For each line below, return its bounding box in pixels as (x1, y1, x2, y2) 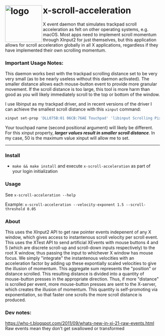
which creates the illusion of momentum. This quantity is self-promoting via (5, 286, 158, 292)
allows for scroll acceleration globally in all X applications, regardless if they (5, 42, 159, 48)
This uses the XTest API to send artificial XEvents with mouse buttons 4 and (5, 240, 159, 245)
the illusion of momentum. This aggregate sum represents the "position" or (5, 266, 157, 271)
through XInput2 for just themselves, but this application (43, 37, 157, 43)
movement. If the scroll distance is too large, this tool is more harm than (5, 86, 150, 92)
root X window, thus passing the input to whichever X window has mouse (5, 250, 153, 255)
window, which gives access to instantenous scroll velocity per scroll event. (5, 234, 158, 240)
